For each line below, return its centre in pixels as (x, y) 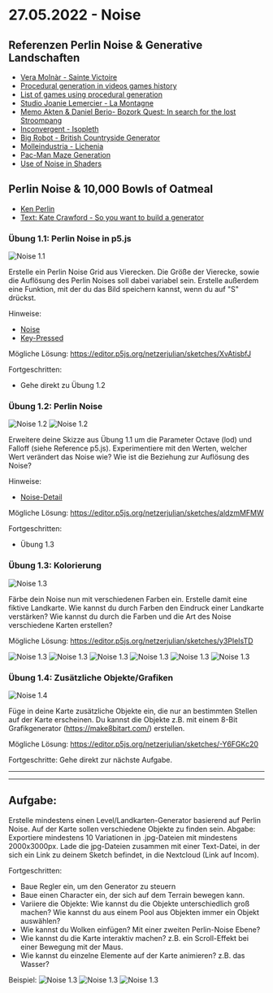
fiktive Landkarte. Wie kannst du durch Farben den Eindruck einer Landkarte (136, 608)
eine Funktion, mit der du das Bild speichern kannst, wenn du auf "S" (124, 290)
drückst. (22, 298)
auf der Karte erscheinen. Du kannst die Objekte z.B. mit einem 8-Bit (123, 720)
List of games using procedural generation (91, 94)
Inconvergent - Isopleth (59, 129)
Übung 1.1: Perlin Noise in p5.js (70, 238)
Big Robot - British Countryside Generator (90, 137)
